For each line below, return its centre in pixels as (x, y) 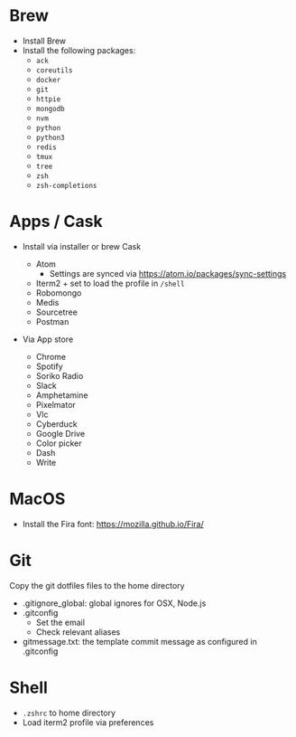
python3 (50, 137)
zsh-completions (66, 185)
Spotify (49, 366)
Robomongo (59, 293)
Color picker (59, 443)
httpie (48, 99)
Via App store (48, 339)
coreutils (55, 70)
